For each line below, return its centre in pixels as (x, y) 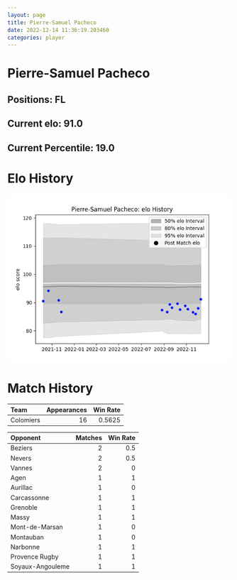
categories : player (36, 38)
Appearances (66, 410)
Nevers (21, 458)
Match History (50, 388)
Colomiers (25, 420)
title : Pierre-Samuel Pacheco (52, 22)
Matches (89, 438)
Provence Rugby (34, 557)
